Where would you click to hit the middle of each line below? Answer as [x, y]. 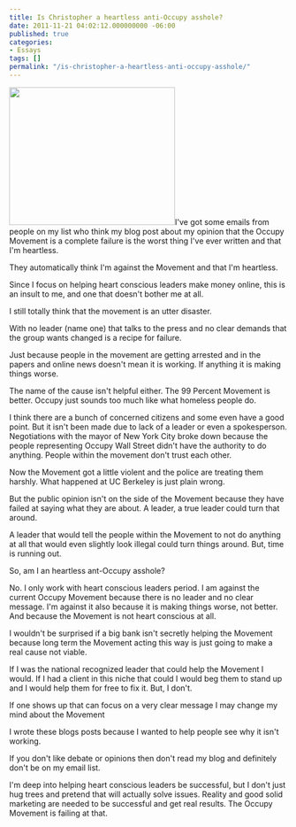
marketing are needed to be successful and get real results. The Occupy [141, 803]
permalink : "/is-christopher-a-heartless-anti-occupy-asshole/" [130, 67]
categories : [31, 42]
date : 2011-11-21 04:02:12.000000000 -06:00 [92, 26]
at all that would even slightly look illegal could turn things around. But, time [147, 544]
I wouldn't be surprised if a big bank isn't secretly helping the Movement [141, 633]
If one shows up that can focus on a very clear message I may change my [144, 705]
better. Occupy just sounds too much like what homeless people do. [133, 400]
